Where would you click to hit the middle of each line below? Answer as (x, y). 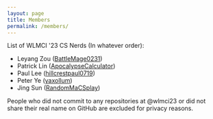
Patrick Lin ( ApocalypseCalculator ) (66, 66)
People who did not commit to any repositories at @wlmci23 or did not (106, 101)
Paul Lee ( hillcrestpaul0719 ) (56, 73)
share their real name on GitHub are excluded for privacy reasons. (100, 108)
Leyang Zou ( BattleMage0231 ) (60, 59)
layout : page (26, 13)
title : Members (29, 20)
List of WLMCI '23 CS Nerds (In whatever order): (76, 46)
